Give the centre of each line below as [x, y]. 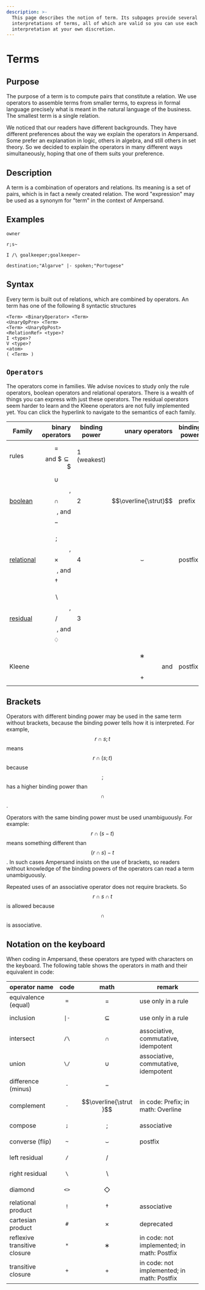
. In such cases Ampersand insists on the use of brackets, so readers [93, 862]
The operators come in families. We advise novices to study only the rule [98, 386]
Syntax [20, 284]
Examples [25, 219]
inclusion [22, 1018]
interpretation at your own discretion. [64, 29]
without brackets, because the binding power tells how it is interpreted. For [100, 723]
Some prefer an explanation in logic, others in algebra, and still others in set [101, 140]
